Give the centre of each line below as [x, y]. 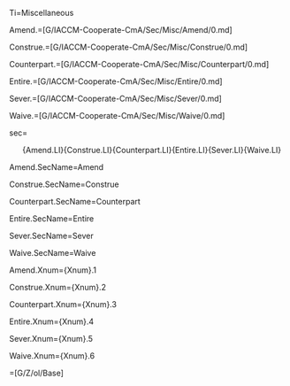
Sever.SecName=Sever [52, 235]
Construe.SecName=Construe [64, 184]
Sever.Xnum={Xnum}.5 [51, 339]
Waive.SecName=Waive [53, 253]
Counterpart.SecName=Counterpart [75, 201]
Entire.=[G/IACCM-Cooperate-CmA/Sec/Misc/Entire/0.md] [116, 81]
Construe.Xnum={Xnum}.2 [58, 287]
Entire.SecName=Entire [52, 219]
